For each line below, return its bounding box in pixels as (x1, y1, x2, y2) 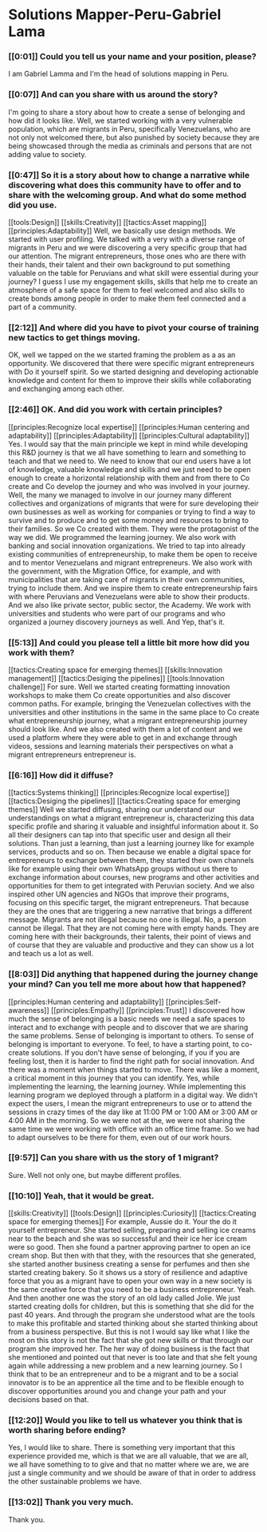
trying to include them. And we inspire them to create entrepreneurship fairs (8, 583, 258, 593)
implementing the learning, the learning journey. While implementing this (8, 1081, 246, 1091)
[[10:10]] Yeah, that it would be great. (8, 1190, 155, 1201)
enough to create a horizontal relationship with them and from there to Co (8, 473, 250, 482)
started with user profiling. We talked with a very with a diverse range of (8, 234, 245, 244)
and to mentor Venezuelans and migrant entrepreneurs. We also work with (8, 557, 253, 567)
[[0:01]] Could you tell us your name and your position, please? (8, 51, 257, 62)
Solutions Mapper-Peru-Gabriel (8, 6, 222, 24)
